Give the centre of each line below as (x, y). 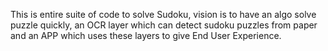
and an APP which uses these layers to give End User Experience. (146, 35)
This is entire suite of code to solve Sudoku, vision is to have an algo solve (163, 14)
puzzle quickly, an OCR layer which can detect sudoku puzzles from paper (164, 25)
